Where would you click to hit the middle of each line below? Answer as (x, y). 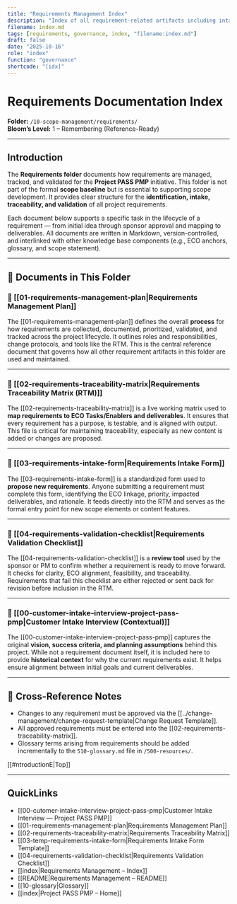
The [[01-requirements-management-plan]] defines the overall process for (116, 322)
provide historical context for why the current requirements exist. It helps (115, 660)
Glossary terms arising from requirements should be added (103, 743)
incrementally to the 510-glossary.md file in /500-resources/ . (105, 751)
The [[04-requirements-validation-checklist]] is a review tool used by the (114, 558)
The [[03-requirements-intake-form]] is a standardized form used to (107, 479)
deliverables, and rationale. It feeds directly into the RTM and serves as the (116, 501)
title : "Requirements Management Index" (68, 14)
